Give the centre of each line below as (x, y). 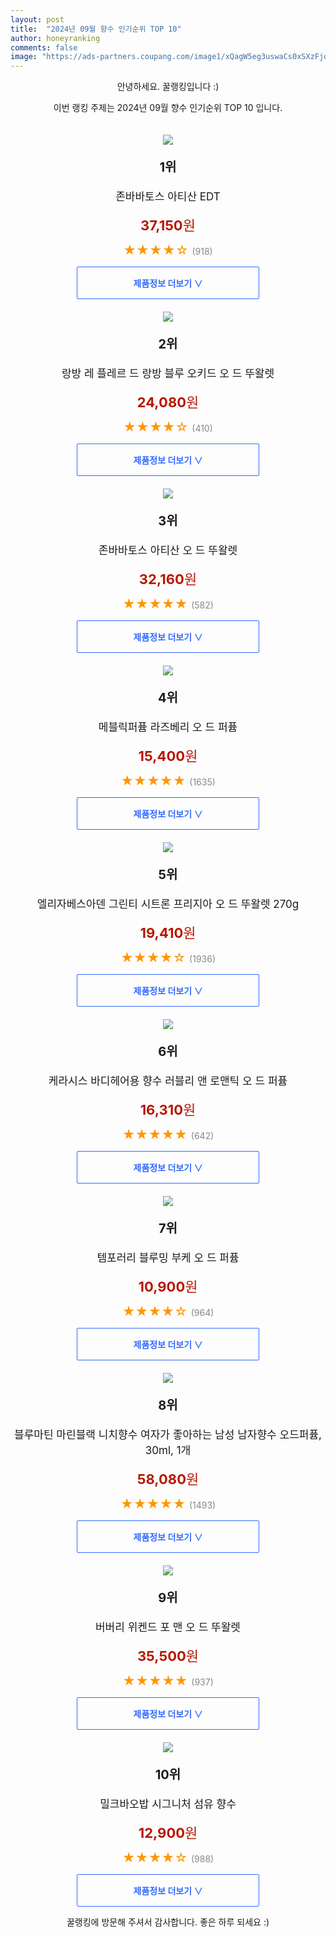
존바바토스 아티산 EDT (168, 197)
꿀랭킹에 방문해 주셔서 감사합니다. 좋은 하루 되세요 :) (168, 1922)
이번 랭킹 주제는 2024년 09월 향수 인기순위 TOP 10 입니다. (168, 108)
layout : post (37, 19)
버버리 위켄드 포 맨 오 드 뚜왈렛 (167, 1628)
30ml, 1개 (168, 1451)
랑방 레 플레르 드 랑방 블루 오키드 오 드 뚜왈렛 (168, 374)
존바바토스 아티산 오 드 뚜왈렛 (168, 551)
